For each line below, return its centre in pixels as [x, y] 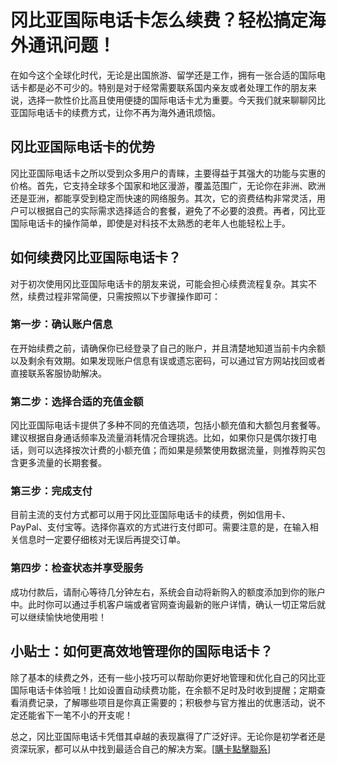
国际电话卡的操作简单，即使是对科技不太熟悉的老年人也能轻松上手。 [150, 223]
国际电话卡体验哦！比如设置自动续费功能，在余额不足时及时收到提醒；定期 [163, 690]
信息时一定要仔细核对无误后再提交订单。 [102, 540]
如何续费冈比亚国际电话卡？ [96, 257]
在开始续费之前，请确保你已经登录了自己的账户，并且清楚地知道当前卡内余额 [168, 348]
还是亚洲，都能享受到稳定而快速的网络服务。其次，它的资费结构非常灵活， [163, 198]
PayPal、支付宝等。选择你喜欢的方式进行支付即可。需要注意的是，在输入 [160, 527]
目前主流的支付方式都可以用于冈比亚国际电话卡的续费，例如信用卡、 [150, 515]
